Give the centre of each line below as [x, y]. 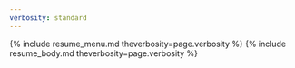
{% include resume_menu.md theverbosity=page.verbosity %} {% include [148, 44]
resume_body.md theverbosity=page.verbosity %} [103, 53]
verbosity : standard [49, 18]
